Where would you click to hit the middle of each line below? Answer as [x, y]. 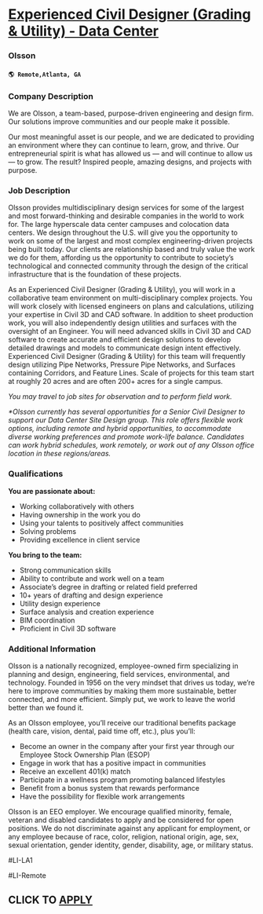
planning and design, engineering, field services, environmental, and [119, 674]
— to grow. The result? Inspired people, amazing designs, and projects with [130, 162]
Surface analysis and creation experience [87, 612]
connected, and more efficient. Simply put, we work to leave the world [122, 699]
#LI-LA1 [20, 860]
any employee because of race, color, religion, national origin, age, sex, [124, 836]
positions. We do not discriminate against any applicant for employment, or [130, 828]
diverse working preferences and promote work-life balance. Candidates [126, 437]
